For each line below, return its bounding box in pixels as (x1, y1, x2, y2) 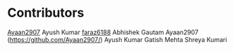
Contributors (7, 5, 85, 21)
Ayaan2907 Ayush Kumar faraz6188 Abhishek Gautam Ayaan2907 (7, 28, 199, 36)
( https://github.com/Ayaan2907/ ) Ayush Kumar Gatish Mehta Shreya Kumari (7, 35, 228, 43)
